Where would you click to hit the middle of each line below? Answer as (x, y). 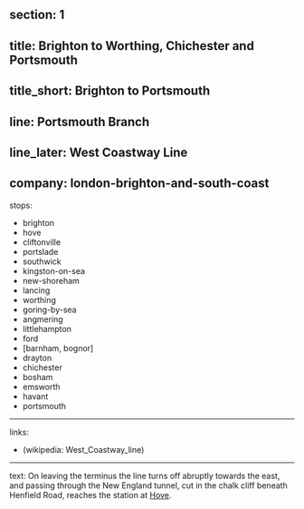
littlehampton (47, 328)
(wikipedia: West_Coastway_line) (83, 449)
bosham (38, 377)
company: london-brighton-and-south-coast (139, 184)
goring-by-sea (49, 309)
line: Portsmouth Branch (80, 122)
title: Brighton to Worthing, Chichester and (132, 46)
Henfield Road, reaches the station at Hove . (90, 494)
